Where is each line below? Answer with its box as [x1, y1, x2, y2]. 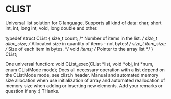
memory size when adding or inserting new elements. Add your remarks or [5, 82, 163, 89]
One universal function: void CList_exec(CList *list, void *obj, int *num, [5, 61, 154, 67]
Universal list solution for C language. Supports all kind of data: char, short [5, 20, 162, 26]
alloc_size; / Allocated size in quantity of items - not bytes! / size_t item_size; [5, 40, 166, 46]
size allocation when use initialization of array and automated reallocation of [5, 77, 165, 83]
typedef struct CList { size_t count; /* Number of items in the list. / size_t [5, 35, 157, 41]
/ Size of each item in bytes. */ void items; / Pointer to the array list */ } [5, 46, 153, 52]
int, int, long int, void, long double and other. [5, 25, 98, 31]
